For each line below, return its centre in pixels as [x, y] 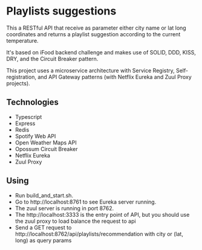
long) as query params [43, 240]
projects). [18, 83]
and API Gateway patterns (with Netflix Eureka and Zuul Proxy [114, 77]
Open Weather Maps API [46, 143]
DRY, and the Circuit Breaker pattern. [52, 59]
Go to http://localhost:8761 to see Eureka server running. [86, 202]
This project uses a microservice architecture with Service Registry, [91, 70]
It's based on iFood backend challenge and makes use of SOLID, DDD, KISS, [101, 52]
